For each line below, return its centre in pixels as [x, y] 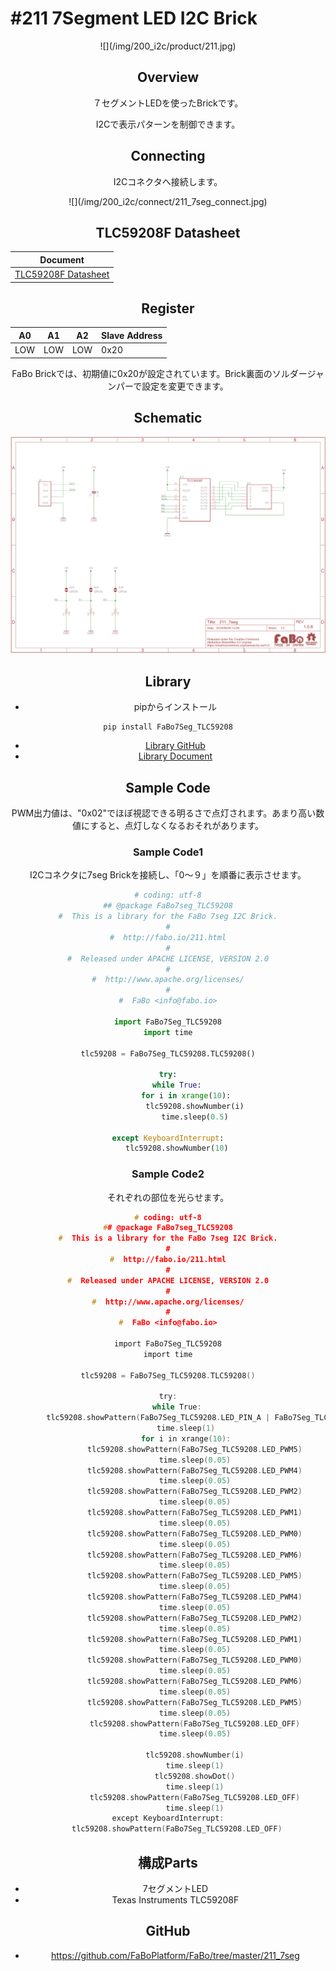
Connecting [168, 156]
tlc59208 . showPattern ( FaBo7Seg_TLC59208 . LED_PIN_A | [158, 1418]
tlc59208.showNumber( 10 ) [176, 1148]
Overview [168, 77]
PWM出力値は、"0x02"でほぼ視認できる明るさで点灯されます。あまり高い [164, 813]
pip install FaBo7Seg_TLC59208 [168, 727]
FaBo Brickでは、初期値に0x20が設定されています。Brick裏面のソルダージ [163, 373]
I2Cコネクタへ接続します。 [168, 181]
